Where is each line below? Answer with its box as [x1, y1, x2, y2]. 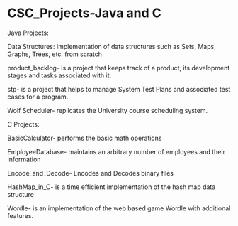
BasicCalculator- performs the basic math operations [7, 134, 162, 142]
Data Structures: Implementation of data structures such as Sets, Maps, [7, 42, 216, 50]
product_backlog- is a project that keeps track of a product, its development [7, 63, 230, 72]
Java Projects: [7, 28, 50, 37]
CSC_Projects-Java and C [7, 5, 161, 21]
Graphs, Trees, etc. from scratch [7, 50, 103, 58]
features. [7, 211, 34, 220]
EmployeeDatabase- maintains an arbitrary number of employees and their [7, 147, 225, 156]
